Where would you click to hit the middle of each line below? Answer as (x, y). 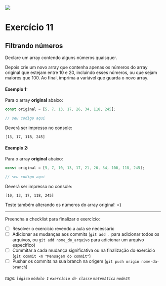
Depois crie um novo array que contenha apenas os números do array (76, 67)
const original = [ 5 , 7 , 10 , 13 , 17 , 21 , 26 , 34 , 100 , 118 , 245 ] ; (75, 168)
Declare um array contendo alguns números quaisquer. (61, 58)
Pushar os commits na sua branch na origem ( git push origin (76, 261)
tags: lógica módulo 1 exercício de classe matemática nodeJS (67, 278)
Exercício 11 (29, 28)
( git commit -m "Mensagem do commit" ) (52, 256)
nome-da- (150, 262)
